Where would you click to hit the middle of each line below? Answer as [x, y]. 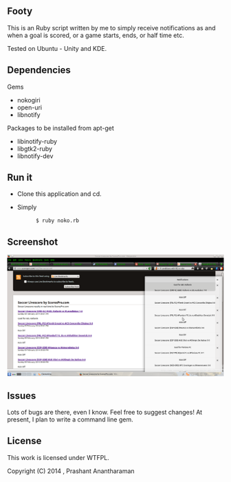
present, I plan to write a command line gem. [70, 419]
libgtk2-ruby [35, 149]
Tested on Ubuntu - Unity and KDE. [57, 48]
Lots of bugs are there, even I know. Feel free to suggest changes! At [105, 413]
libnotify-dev [35, 156]
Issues [22, 396]
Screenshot [33, 242]
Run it [20, 178]
